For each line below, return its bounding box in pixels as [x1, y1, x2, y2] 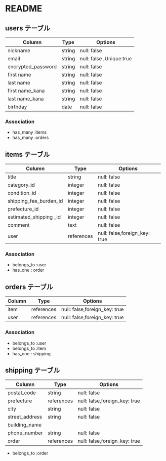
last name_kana [7, 95, 44, 102]
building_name [7, 421, 42, 428]
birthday [7, 103, 27, 110]
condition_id [7, 190, 36, 197]
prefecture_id [7, 206, 39, 212]
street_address [7, 414, 42, 420]
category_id [7, 181, 35, 188]
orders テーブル [5, 283, 53, 291]
